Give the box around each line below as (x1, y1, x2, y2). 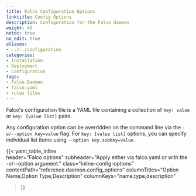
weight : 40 (6, 25, 33, 31)
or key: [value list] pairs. (6, 112, 72, 119)
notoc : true (6, 30, 35, 36)
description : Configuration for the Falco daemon (6, 19, 130, 25)
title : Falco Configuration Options (6, 8, 95, 15)
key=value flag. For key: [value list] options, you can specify (35, 130, 187, 137)
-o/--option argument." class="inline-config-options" (6, 160, 135, 167)
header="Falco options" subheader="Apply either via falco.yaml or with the (6, 153, 188, 161)
